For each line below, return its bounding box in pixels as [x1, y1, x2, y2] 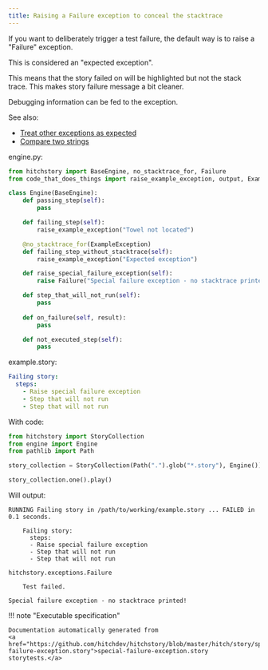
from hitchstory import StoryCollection [8, 432, 145, 440]
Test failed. [22, 583, 66, 591]
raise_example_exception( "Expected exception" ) [37, 255, 198, 264]
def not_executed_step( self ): [22, 335, 124, 343]
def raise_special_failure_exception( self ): [22, 269, 173, 278]
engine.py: [8, 152, 44, 161]
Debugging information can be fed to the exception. [8, 97, 179, 106]
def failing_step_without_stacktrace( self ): [22, 248, 173, 256]
